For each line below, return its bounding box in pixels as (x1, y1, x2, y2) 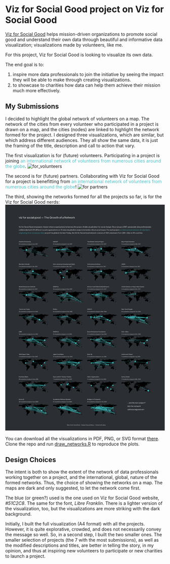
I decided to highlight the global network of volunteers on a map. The (5, 116, 150, 122)
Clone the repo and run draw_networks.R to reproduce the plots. (5, 441, 140, 447)
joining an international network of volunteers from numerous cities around (5, 158, 161, 164)
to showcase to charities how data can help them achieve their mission (12, 82, 160, 88)
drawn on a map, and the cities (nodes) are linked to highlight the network (5, 126, 159, 132)
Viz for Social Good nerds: (5, 199, 60, 205)
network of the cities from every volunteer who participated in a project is (5, 121, 159, 127)
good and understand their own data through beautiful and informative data (5, 36, 163, 43)
